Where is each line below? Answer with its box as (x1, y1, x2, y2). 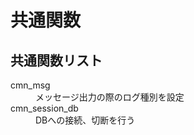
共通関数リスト (10, 52, 103, 69)
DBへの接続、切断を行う (35, 114, 136, 126)
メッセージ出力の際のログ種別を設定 (35, 91, 185, 103)
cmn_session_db (10, 102, 79, 114)
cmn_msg (10, 79, 51, 91)
